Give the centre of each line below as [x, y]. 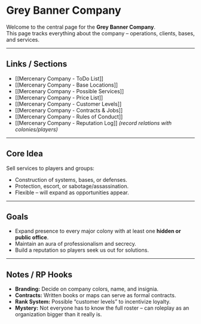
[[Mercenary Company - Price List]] [59, 97]
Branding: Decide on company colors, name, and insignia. [86, 289]
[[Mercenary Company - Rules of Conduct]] [69, 117]
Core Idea [25, 154]
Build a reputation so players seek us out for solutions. [82, 250]
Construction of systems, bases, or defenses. [71, 179]
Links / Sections [37, 64]
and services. [23, 39]
